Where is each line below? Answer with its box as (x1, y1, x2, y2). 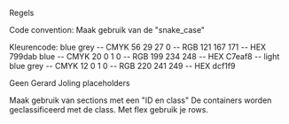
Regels (9, 8, 35, 18)
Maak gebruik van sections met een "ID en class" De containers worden (9, 95, 272, 105)
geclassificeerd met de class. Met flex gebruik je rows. (9, 105, 208, 114)
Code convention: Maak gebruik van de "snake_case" (9, 25, 206, 35)
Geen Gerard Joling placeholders (9, 78, 130, 88)
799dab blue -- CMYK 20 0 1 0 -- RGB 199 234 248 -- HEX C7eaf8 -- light (9, 51, 280, 61)
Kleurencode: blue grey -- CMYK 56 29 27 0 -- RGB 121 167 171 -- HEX (9, 42, 267, 52)
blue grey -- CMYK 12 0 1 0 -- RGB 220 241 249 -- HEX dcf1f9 (9, 61, 236, 71)
